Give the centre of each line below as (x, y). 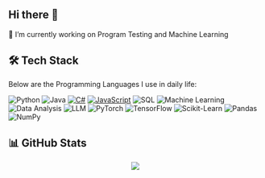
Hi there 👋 (33, 15)
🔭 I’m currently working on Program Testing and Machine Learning (118, 34)
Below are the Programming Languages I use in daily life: (103, 84)
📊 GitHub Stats (48, 143)
